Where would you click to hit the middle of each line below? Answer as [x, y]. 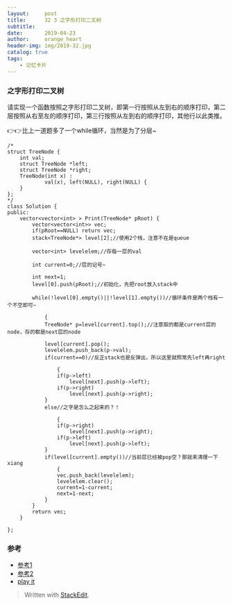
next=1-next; [76, 493]
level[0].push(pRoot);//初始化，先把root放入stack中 [105, 284]
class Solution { [32, 206]
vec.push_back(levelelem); [96, 475]
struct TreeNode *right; [55, 170]
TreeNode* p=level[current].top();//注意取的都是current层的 [130, 324]
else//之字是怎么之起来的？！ [82, 407]
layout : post [32, 14]
